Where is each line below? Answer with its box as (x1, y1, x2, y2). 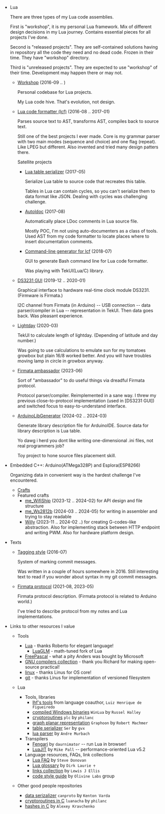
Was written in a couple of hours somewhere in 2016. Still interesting (17, 568, 158, 574)
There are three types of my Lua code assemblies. (9, 14, 114, 20)
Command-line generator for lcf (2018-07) (24, 248, 112, 254)
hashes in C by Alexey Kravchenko (24, 803, 95, 809)
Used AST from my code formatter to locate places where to (24, 233, 149, 239)
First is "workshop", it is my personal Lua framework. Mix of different (9, 24, 152, 30)
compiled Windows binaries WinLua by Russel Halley (32, 709, 141, 715)
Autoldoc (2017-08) (24, 209, 65, 215)
